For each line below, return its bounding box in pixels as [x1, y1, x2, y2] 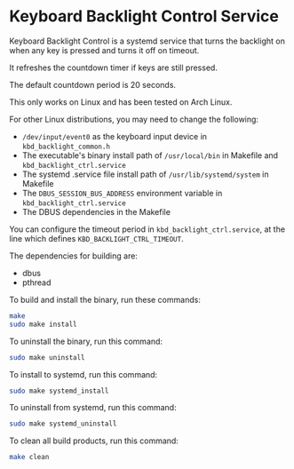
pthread [21, 277, 52, 288]
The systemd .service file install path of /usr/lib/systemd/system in [21, 169, 269, 179]
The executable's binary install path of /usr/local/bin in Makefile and [21, 149, 278, 161]
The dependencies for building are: [9, 250, 138, 261]
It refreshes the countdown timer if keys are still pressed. [9, 62, 218, 73]
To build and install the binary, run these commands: [9, 294, 202, 305]
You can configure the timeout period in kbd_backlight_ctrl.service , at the [9, 224, 286, 234]
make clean [9, 453, 50, 462]
